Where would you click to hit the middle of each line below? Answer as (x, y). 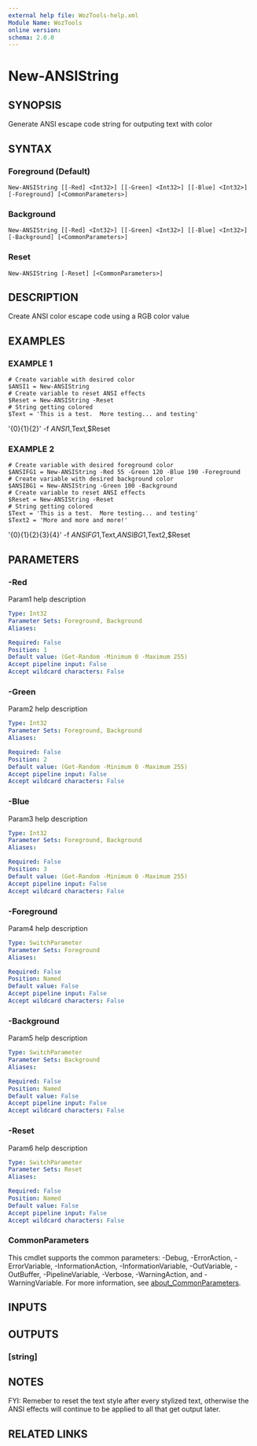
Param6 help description (48, 1148)
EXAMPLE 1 (31, 363)
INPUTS (28, 1307)
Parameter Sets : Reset (45, 1170)
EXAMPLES (37, 341)
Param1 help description (47, 599)
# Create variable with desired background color (91, 479)
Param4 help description (48, 928)
